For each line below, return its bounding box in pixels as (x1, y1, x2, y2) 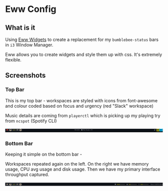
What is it (5, 23, 35, 32)
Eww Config (5, 3, 56, 15)
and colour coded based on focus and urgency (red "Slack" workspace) (5, 103, 154, 109)
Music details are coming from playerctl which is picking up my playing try (5, 112, 161, 118)
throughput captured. (5, 171, 49, 178)
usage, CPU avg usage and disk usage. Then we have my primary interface (5, 166, 160, 172)
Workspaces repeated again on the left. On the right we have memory (5, 161, 149, 167)
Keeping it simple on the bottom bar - (5, 151, 82, 157)
